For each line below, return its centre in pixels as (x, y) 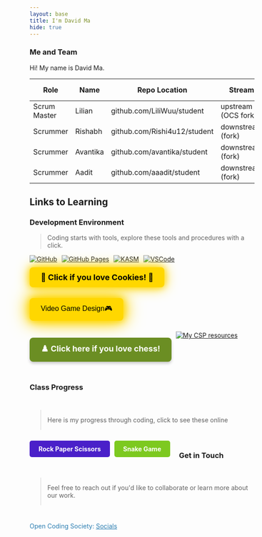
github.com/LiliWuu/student (157, 111)
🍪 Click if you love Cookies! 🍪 (97, 277)
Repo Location (162, 90)
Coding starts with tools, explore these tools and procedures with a (146, 238)
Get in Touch (201, 455)
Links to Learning (69, 202)
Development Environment (77, 222)
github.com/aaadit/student (156, 172)
